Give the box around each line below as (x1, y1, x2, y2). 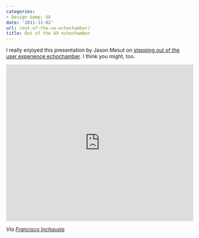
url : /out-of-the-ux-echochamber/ (6, 25, 91, 31)
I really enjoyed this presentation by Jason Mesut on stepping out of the (6, 46, 180, 53)
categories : (6, 8, 35, 15)
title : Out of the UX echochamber (6, 31, 91, 36)
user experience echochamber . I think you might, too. (6, 53, 136, 60)
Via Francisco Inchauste (6, 226, 65, 233)
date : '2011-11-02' (6, 19, 54, 25)
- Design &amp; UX (6, 14, 51, 20)
